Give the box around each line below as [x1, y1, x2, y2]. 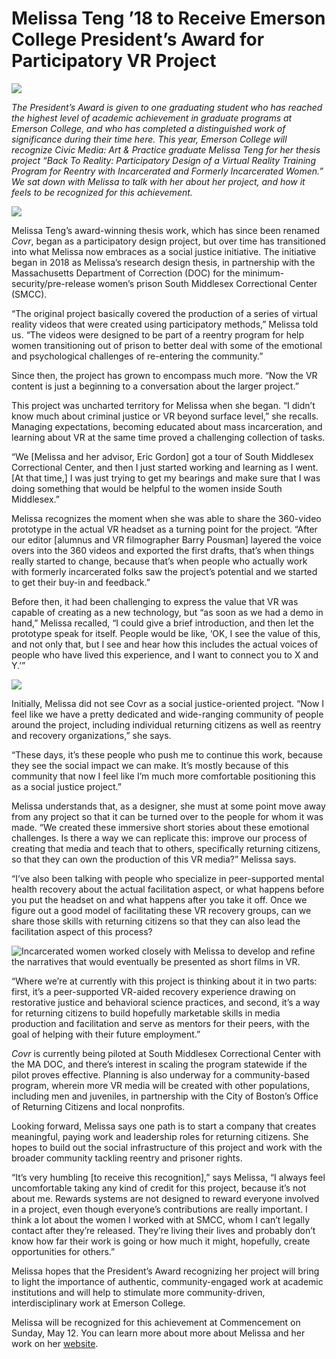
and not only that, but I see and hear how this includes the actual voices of [11, 638, 319, 650]
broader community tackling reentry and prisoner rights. [11, 1152, 243, 1164]
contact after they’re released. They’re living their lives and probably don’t [11, 1224, 316, 1236]
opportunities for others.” [11, 1245, 116, 1257]
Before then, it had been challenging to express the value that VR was [11, 595, 299, 607]
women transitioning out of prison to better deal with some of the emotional [11, 339, 323, 351]
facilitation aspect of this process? [11, 925, 153, 937]
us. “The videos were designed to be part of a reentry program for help [11, 328, 305, 341]
